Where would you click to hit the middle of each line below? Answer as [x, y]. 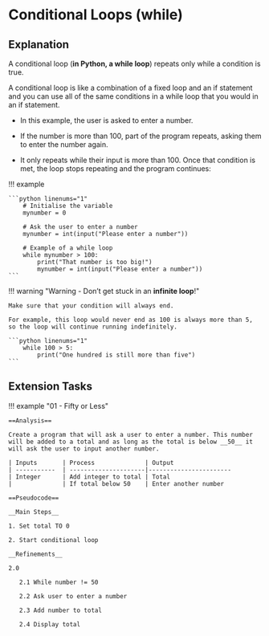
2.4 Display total [50, 624]
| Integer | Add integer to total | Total [90, 477]
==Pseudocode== [34, 498]
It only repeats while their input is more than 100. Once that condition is [137, 160]
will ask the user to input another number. [84, 448]
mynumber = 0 [45, 213]
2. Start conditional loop [53, 540]
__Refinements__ [35, 554]
